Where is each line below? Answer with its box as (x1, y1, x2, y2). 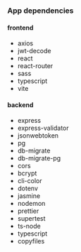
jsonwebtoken (17, 131, 58, 140)
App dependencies (7, 6, 74, 16)
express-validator (17, 124, 69, 133)
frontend (7, 23, 34, 32)
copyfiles (17, 237, 45, 246)
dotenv (17, 184, 39, 193)
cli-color (17, 177, 42, 185)
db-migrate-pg (17, 154, 61, 163)
